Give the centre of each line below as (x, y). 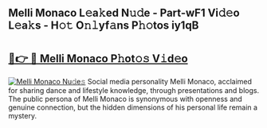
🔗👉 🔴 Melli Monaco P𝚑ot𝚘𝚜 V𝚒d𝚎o (98, 58)
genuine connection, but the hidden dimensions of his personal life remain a (133, 107)
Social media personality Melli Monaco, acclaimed (170, 81)
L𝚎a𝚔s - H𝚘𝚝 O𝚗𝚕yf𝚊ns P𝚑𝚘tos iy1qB (104, 26)
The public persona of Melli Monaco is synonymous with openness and (126, 99)
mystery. (23, 116)
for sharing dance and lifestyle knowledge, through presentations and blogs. (134, 90)
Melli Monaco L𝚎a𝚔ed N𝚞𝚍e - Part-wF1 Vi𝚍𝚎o (124, 13)
